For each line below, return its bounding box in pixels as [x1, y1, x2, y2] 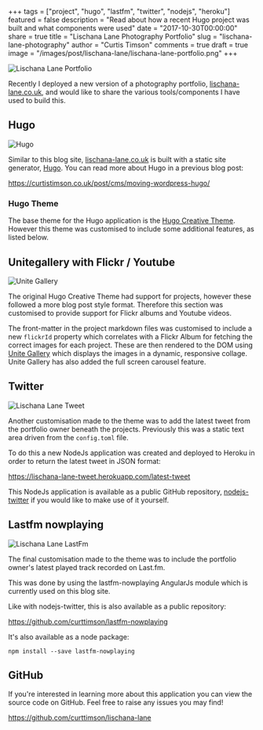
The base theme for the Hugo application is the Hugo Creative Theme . [8, 216, 236, 225]
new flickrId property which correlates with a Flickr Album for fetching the [8, 332, 254, 341]
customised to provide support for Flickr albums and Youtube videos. [8, 308, 232, 317]
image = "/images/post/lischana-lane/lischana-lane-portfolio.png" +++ [8, 49, 238, 57]
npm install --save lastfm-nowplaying [8, 647, 135, 655]
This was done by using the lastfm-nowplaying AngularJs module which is [8, 578, 249, 587]
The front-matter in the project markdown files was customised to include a [8, 323, 253, 333]
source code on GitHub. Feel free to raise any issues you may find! [8, 698, 224, 707]
